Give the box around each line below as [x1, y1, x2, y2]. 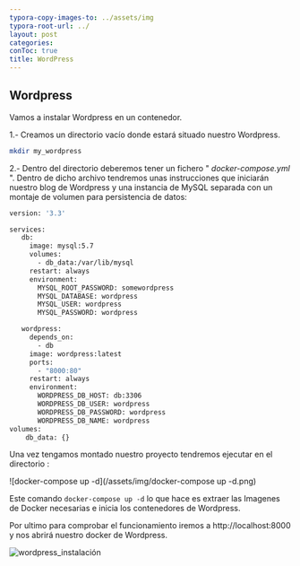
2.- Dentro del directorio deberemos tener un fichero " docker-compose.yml [9, 162, 291, 173]
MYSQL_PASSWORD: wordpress [37, 309, 139, 318]
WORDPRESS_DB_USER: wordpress [37, 400, 150, 409]
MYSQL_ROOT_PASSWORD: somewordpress [37, 283, 175, 292]
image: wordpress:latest [29, 349, 123, 359]
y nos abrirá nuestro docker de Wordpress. [9, 530, 168, 541]
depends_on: [29, 333, 74, 342]
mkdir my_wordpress [9, 146, 82, 155]
